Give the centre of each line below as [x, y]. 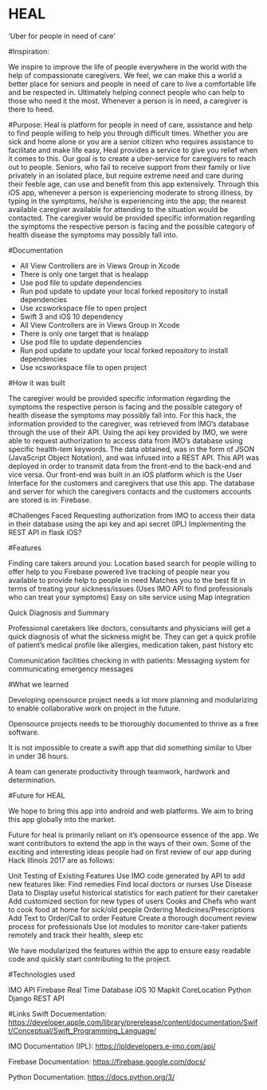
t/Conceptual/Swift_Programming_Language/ [82, 1030]
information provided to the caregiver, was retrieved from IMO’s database [129, 423]
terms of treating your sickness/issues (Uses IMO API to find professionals [131, 588]
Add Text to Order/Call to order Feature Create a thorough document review [133, 918]
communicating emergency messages [71, 669]
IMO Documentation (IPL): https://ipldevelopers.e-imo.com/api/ [112, 1046]
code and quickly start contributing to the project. [90, 958]
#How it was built [37, 383]
